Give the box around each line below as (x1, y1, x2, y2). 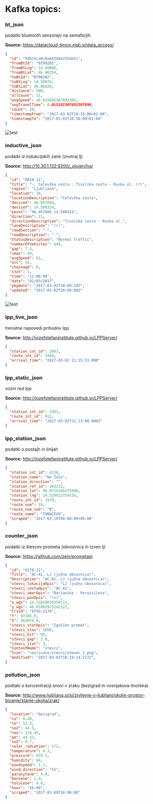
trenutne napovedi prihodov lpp (5, 325, 69, 331)
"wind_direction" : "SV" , (9, 767, 61, 772)
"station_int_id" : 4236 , (9, 470, 61, 475)
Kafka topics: (5, 3, 61, 15)
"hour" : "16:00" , (9, 786, 45, 791)
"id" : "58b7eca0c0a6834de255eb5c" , (9, 56, 83, 61)
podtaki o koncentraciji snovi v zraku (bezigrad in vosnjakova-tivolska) (5, 683, 149, 689)
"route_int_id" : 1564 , (9, 353, 56, 358)
